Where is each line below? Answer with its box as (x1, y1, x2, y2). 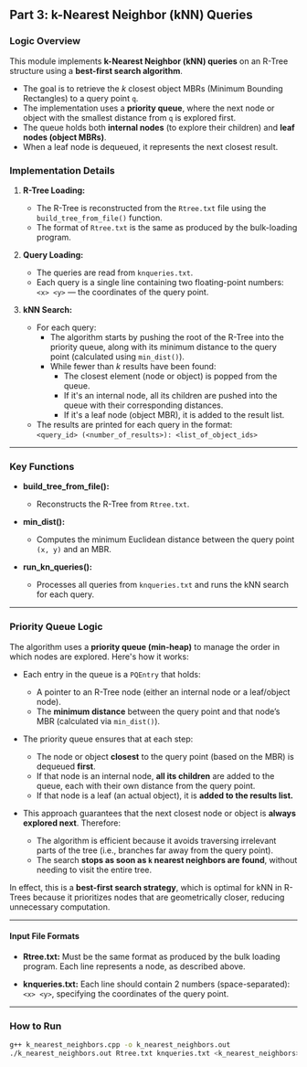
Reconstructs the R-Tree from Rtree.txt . (36, 498, 190, 510)
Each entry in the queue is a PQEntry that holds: (22, 668, 201, 679)
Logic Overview (9, 35, 81, 48)
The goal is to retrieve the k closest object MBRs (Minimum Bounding (22, 82, 283, 94)
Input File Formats (9, 931, 80, 942)
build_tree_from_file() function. (36, 212, 163, 223)
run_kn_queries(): (22, 561, 93, 572)
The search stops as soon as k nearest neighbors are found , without (36, 854, 298, 865)
